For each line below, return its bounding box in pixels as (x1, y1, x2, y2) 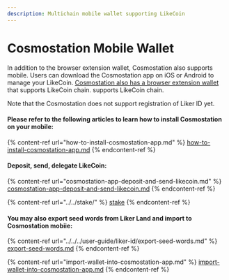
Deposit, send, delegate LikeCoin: (7, 161, 107, 170)
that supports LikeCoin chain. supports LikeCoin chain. (7, 85, 164, 94)
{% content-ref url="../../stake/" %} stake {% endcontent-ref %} (7, 198, 191, 206)
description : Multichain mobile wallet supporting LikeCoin (7, 10, 186, 17)
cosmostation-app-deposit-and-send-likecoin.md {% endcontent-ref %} (7, 184, 216, 193)
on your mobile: (7, 123, 54, 131)
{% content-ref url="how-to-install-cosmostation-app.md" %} (7, 138, 186, 147)
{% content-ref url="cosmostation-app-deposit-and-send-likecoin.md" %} (7, 177, 222, 185)
